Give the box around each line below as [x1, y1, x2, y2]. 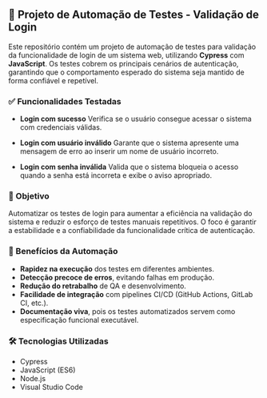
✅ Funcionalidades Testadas [8, 95, 122, 107]
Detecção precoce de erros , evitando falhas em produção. [19, 272, 215, 282]
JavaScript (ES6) [19, 365, 76, 375]
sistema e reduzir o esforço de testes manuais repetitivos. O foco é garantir [8, 217, 257, 227]
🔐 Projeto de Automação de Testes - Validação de [8, 8, 260, 22]
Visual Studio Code [19, 382, 84, 392]
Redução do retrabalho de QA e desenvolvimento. [19, 281, 186, 291]
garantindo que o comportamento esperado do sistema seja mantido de [8, 67, 245, 77]
